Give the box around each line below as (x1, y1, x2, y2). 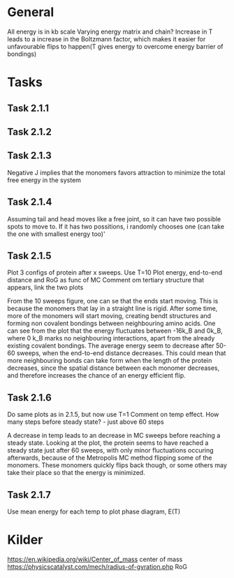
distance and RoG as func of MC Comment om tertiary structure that (7, 276, 205, 284)
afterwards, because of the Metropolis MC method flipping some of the (7, 453, 212, 462)
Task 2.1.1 (7, 102, 50, 114)
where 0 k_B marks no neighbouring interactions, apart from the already (7, 334, 215, 343)
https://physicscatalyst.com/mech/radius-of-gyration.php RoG (7, 562, 187, 571)
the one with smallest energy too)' (7, 229, 106, 238)
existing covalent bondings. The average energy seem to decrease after (7, 341, 214, 350)
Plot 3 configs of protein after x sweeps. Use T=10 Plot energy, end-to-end (7, 268, 223, 277)
